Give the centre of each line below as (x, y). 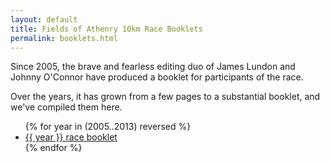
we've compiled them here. (66, 107)
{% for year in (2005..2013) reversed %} (108, 127)
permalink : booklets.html (64, 38)
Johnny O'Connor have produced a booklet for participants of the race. (157, 77)
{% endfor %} (53, 148)
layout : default (44, 19)
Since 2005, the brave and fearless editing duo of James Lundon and (153, 67)
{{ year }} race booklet (71, 137)
